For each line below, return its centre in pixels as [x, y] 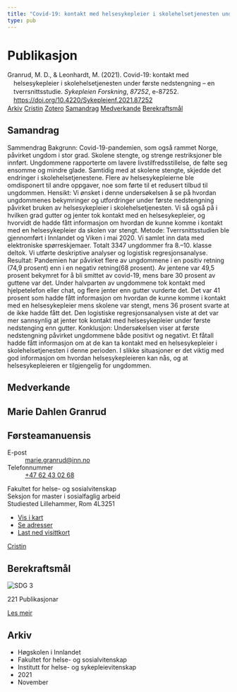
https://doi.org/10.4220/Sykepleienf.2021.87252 [83, 100]
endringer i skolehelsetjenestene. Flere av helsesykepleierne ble [101, 177]
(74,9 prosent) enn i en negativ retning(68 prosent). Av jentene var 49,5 [111, 268]
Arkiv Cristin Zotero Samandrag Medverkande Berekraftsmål [95, 108]
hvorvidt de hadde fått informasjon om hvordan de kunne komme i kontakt [115, 223]
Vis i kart [30, 517]
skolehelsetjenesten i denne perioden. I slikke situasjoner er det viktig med [116, 350]
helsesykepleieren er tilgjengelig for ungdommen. [79, 365]
